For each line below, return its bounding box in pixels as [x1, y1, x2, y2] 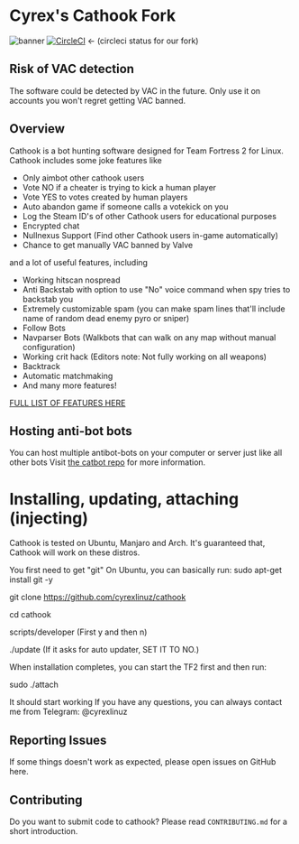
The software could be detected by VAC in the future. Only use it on [9, 85, 261, 96]
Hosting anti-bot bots [9, 423, 132, 439]
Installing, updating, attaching [9, 488, 240, 509]
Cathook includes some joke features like [9, 154, 162, 165]
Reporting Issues [9, 732, 107, 747]
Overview [9, 121, 66, 136]
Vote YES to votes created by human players [22, 191, 188, 202]
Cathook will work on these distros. [9, 547, 140, 558]
